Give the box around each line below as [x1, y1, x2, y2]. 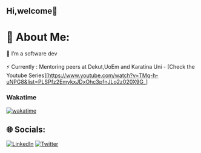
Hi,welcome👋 [6, 6, 58, 16]
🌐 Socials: [6, 125, 46, 135]
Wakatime [6, 93, 37, 102]
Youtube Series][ [6, 72, 48, 79]
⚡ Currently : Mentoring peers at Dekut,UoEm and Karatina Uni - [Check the [6, 63, 195, 70]
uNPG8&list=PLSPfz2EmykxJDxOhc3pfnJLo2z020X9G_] [6, 78, 148, 86]
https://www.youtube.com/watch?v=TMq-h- [48, 72, 159, 79]
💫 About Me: [6, 30, 70, 44]
